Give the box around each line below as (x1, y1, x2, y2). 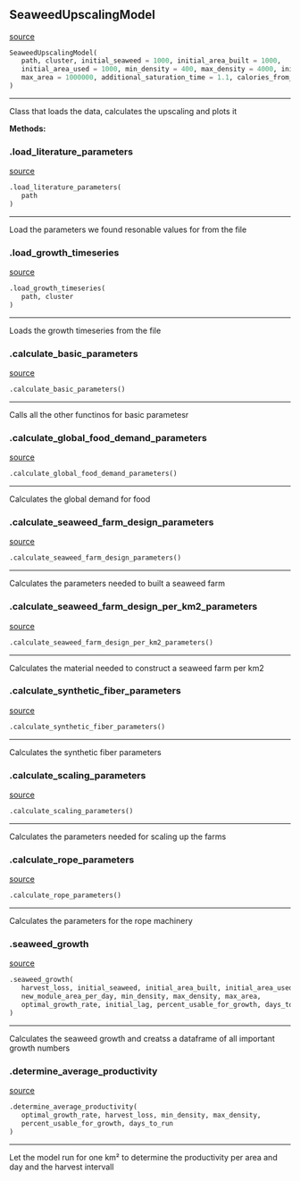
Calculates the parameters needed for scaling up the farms (9, 831, 227, 842)
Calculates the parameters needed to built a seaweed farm (9, 578, 226, 589)
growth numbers (9, 1043, 71, 1053)
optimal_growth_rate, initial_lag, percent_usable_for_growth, (21, 1000, 262, 1009)
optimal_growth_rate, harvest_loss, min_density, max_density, (21, 1110, 262, 1119)
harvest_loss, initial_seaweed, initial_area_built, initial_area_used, (21, 984, 297, 993)
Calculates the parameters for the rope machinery (9, 916, 194, 927)
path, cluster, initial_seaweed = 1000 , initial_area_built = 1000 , (21, 56, 281, 65)
